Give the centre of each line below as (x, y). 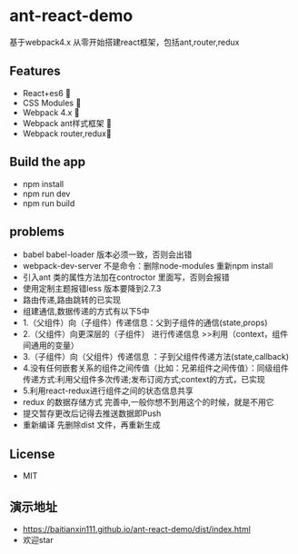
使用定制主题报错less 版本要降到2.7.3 (92, 289)
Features (35, 71)
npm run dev (46, 193)
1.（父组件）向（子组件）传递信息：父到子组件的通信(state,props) (145, 322)
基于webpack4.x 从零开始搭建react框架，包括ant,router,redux (124, 42)
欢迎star (38, 540)
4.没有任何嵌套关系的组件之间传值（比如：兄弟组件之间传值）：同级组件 (155, 368)
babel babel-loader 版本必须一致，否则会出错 (107, 254)
